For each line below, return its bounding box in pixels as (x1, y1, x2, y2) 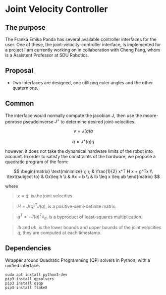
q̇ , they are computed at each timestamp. (17, 230, 102, 236)
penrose (5, 118, 22, 124)
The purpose (5, 23, 46, 32)
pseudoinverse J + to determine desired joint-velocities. (23, 118, 136, 124)
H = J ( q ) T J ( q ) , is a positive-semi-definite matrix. (17, 202, 116, 209)
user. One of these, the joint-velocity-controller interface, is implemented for (5, 42, 161, 48)
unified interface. (5, 262, 40, 268)
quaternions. (12, 85, 39, 91)
